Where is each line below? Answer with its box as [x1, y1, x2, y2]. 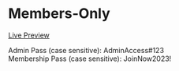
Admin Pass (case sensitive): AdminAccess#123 [8, 45, 164, 55]
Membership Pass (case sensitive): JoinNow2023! [8, 54, 172, 63]
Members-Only [8, 5, 110, 23]
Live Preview [8, 30, 50, 40]
